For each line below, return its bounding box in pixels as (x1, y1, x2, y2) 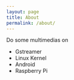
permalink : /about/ (6, 20, 56, 26)
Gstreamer (15, 48, 42, 55)
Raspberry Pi (15, 67, 48, 75)
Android (15, 61, 35, 68)
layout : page (6, 8, 39, 15)
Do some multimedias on (6, 37, 69, 44)
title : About (6, 14, 39, 20)
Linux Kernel (15, 55, 47, 62)
